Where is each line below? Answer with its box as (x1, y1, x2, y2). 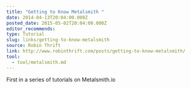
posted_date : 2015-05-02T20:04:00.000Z (6, 20, 107, 26)
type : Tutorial (6, 31, 45, 37)
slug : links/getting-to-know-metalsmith (6, 37, 110, 43)
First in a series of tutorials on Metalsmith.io (6, 76, 116, 83)
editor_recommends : (6, 25, 56, 32)
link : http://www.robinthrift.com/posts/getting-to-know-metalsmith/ (6, 48, 186, 54)
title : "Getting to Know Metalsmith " (6, 8, 104, 15)
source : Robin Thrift (6, 43, 61, 49)
